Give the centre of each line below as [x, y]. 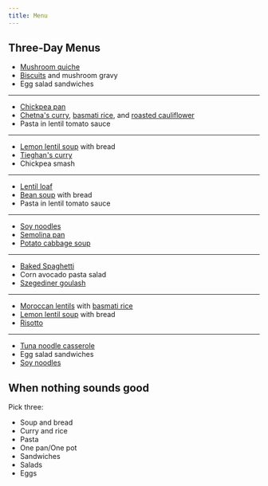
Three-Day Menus [55, 48]
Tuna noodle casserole [57, 346]
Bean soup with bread [56, 195]
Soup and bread [46, 422]
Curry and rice [43, 431]
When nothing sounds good [79, 388]
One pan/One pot [48, 448]
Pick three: [26, 407]
